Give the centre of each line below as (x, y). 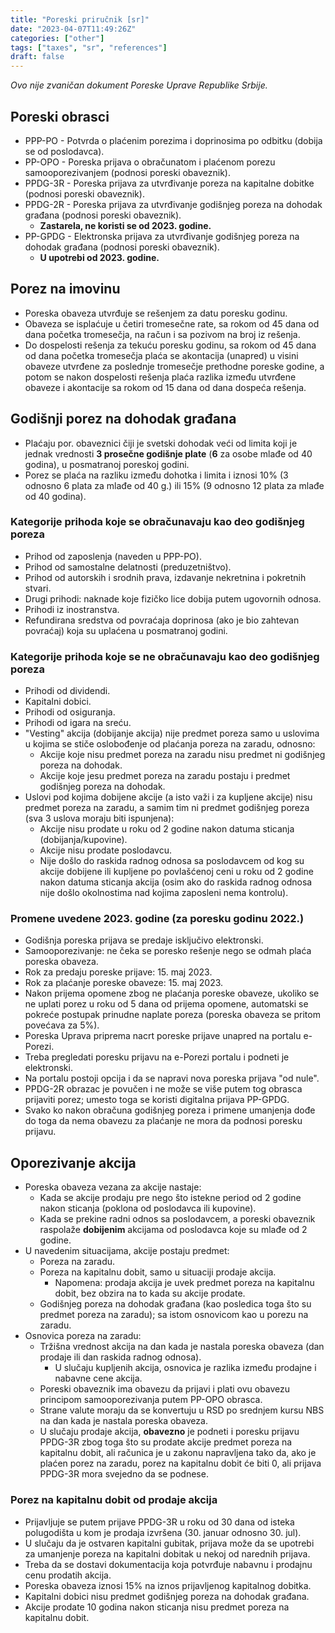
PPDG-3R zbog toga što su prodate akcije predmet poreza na (166, 1442)
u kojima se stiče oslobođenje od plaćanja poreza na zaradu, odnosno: (170, 744)
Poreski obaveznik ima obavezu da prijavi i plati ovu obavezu (165, 1389)
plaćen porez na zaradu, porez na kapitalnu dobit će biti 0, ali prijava (180, 1463)
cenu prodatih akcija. (68, 1575)
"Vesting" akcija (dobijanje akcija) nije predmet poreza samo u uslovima (172, 733)
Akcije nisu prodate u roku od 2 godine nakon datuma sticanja (167, 829)
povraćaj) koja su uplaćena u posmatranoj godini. (126, 630)
